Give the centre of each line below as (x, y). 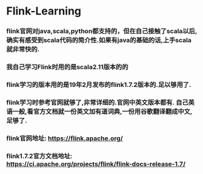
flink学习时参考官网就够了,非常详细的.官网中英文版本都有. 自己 (98, 102)
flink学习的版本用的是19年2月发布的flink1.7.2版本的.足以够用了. (99, 85)
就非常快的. (23, 50)
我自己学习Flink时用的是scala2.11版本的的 (67, 67)
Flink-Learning (44, 11)
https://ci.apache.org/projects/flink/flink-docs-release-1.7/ (96, 164)
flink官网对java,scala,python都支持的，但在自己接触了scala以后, (102, 31)
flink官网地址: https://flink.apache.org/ (65, 138)
